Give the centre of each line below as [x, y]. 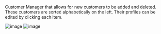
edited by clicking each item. [34, 17]
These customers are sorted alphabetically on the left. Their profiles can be [80, 12]
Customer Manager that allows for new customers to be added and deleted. [81, 7]
